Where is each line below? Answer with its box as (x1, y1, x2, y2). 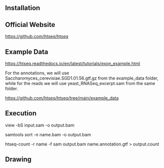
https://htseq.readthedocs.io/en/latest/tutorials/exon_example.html (5, 61, 140, 66)
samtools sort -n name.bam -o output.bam (5, 131, 91, 137)
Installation (5, 4, 40, 12)
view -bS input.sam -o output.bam (5, 122, 75, 128)
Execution (5, 109, 37, 118)
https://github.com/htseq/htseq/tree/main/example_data (5, 95, 119, 101)
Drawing (5, 155, 32, 164)
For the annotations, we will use (5, 70, 70, 76)
